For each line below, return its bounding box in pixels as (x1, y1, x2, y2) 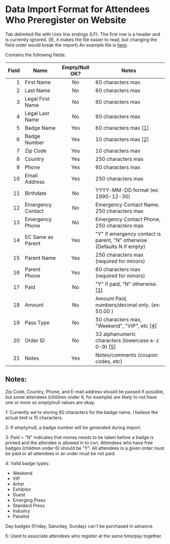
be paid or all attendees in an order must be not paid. (5, 450, 116, 456)
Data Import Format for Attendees (5, 4, 150, 15)
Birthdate (24, 189, 47, 196)
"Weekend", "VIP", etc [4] (95, 322, 157, 329)
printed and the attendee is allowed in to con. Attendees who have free (5, 439, 153, 446)
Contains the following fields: (5, 52, 66, 58)
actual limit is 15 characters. (5, 415, 63, 421)
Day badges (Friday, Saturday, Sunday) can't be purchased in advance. (5, 523, 154, 529)
